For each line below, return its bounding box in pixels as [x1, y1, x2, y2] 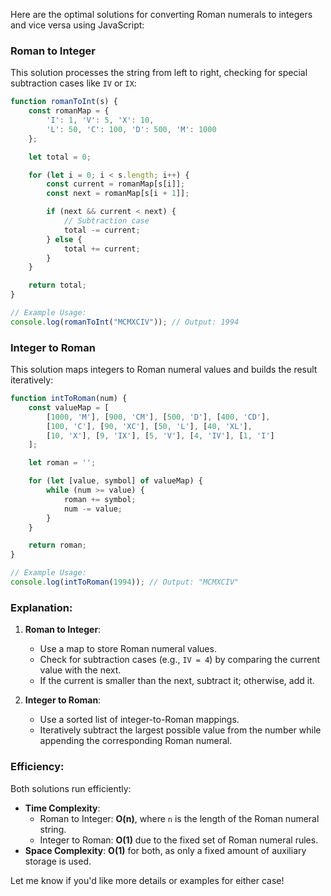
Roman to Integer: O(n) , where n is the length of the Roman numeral [39, 812, 320, 824]
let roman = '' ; [28, 458, 97, 468]
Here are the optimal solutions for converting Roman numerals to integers [10, 9, 313, 20]
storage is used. [24, 855, 92, 867]
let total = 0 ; [28, 152, 92, 162]
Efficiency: [10, 760, 65, 774]
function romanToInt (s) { [10, 97, 118, 107]
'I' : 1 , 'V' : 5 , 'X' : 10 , [46, 115, 155, 126]
